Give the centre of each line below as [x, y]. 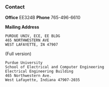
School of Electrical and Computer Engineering [55, 67]
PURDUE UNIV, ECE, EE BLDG [33, 36]
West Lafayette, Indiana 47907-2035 [42, 80]
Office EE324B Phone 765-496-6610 [43, 18]
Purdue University [24, 63]
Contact [15, 7]
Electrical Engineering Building [39, 72]
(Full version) [18, 54]
